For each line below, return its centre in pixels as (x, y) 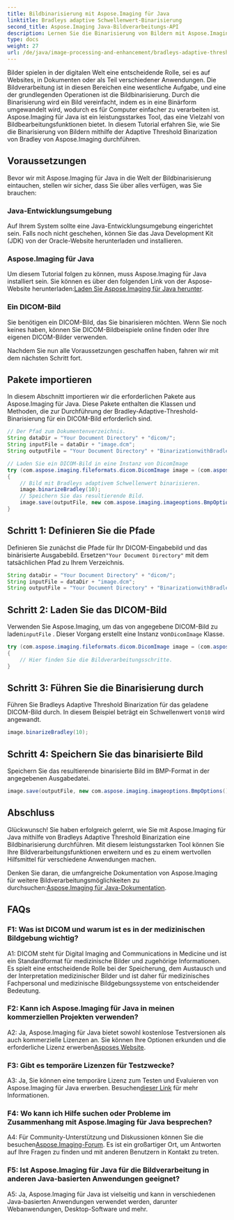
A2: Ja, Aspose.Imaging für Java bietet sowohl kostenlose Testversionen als (117, 1032)
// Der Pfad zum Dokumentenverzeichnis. (67, 432)
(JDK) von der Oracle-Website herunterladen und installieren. (95, 241)
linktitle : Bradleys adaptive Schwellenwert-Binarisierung (95, 20)
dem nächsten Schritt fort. (45, 358)
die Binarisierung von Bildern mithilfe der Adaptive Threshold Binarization (112, 131)
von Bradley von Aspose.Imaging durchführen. (74, 139)
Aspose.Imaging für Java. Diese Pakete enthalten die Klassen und (102, 404)
